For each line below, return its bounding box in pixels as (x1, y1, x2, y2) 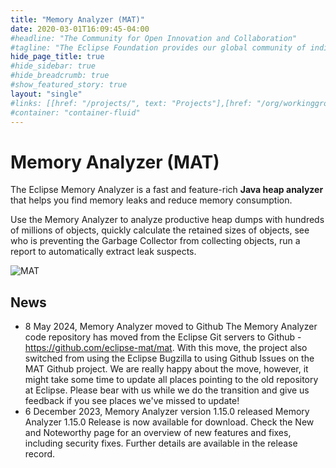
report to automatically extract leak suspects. (10, 246, 197, 258)
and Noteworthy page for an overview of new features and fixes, (24, 427, 292, 439)
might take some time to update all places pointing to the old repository (24, 374, 319, 386)
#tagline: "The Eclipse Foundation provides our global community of (10, 42, 307, 53)
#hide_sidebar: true (10, 61, 97, 71)
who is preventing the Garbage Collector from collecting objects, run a (10, 235, 301, 247)
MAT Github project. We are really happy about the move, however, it (24, 363, 309, 375)
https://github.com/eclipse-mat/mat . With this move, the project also (24, 342, 308, 354)
